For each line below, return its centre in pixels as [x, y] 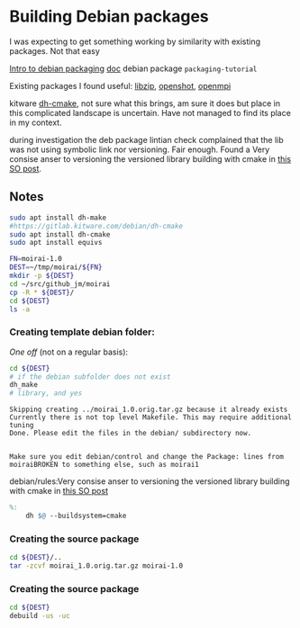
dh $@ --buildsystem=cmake [76, 516]
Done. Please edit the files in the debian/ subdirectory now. [131, 434]
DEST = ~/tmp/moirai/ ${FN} [56, 267]
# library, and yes [46, 393]
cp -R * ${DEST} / [42, 292]
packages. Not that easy [55, 50]
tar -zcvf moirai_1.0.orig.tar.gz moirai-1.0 [96, 566]
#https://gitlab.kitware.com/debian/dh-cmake [96, 226]
